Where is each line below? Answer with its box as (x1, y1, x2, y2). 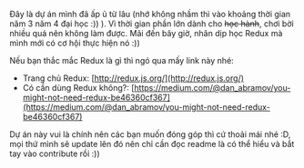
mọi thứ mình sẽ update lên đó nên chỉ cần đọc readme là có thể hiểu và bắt (9, 139, 295, 149)
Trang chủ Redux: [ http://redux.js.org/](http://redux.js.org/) (22, 73, 244, 84)
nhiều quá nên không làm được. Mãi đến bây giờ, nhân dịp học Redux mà (9, 28, 283, 38)
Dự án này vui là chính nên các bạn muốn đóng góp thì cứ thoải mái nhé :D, (9, 129, 291, 140)
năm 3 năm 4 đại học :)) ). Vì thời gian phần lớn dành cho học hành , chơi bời (9, 18, 294, 29)
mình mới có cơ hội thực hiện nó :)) (9, 37, 141, 48)
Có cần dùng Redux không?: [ (22, 83, 135, 93)
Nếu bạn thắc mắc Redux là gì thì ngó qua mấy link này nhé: (9, 55, 234, 65)
